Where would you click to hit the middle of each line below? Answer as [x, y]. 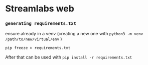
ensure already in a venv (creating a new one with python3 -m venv [74, 34]
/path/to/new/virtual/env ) [34, 39]
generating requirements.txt [41, 24]
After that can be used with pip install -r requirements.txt [69, 57]
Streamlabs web [40, 9]
